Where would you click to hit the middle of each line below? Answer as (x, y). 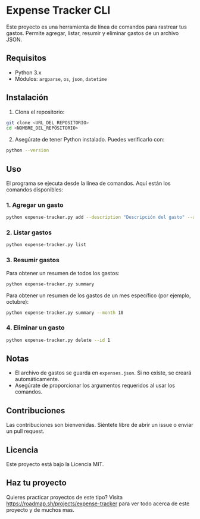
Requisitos (26, 58)
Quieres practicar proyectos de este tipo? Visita (65, 497)
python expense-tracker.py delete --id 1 (58, 340)
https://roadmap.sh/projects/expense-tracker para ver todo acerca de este (98, 504)
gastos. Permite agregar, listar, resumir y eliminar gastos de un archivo (93, 33)
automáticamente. (37, 379)
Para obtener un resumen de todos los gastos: (63, 273)
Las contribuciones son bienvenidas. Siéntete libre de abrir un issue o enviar (100, 425)
